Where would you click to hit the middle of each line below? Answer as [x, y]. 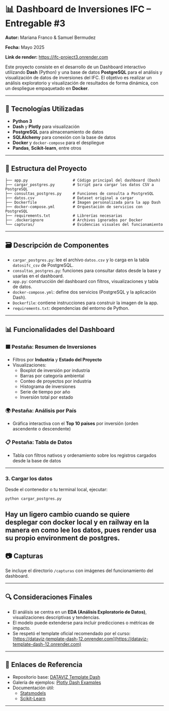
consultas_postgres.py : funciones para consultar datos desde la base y [87, 271]
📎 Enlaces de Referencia [44, 665]
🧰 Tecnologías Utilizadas [45, 109]
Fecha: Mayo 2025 [25, 47]
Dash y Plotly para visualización [46, 126]
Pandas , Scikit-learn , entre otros [47, 148]
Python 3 [22, 121]
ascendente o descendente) [42, 429]
